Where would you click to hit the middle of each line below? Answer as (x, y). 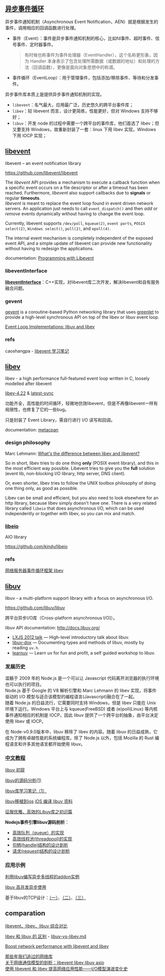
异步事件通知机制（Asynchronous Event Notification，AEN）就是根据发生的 (82, 22)
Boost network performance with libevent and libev (57, 946)
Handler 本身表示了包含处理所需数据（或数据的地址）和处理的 (93, 61)
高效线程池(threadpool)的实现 (42, 839)
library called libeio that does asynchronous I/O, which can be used (75, 508)
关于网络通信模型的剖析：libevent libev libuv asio (55, 962)
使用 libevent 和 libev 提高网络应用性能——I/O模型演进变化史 (66, 969)
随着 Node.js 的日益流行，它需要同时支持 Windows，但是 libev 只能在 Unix (81, 703)
